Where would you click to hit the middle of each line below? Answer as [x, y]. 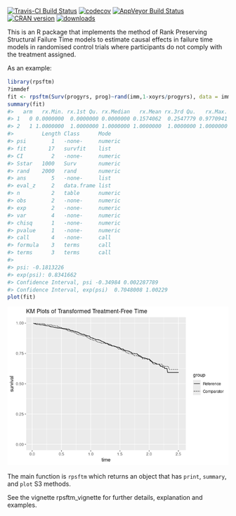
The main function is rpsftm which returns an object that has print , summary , [117, 477]
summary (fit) [26, 104]
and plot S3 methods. [39, 484]
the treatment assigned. [42, 54]
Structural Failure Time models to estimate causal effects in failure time [110, 39]
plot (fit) [22, 297]
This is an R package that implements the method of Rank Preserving [107, 32]
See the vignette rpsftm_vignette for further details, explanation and [105, 498]
